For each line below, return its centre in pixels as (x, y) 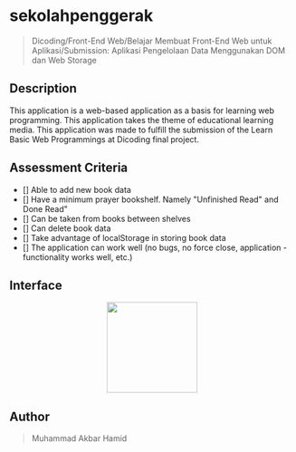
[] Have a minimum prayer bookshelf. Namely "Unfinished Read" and (150, 199)
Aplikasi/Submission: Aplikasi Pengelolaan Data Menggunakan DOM (158, 50)
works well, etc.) (102, 257)
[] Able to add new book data (76, 189)
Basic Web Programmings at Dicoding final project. (104, 139)
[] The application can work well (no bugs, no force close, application (152, 247)
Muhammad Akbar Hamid (79, 438)
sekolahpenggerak (81, 16)
